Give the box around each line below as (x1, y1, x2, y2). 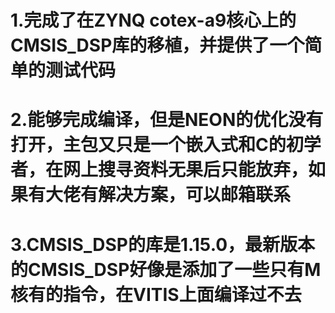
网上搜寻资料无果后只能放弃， (63, 159, 309, 181)
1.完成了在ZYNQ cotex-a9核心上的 (10, 9, 297, 32)
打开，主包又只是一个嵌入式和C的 (10, 134, 287, 156)
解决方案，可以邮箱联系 (98, 184, 292, 206)
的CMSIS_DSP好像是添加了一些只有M (10, 258, 322, 281)
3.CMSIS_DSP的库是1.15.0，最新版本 (10, 233, 316, 256)
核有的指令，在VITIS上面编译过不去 (10, 283, 302, 306)
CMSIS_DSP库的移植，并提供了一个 (10, 34, 305, 57)
